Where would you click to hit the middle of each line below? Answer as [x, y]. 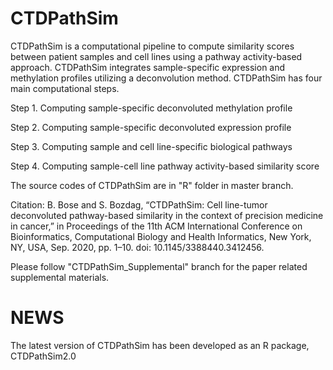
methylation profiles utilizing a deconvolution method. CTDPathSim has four [166, 78]
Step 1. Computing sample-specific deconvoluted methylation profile [151, 108]
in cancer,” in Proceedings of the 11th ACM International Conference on [156, 226]
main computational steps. [65, 88]
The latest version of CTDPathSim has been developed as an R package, [160, 345]
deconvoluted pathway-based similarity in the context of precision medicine [167, 215]
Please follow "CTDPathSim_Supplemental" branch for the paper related [159, 266]
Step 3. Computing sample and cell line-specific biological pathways [151, 146]
